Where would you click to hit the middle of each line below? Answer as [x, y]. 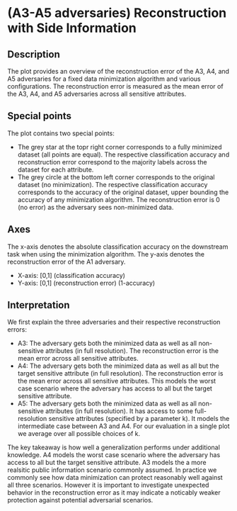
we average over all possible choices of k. [79, 434]
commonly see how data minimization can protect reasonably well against [115, 478]
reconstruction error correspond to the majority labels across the [112, 162]
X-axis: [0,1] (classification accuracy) [71, 275]
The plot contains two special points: [61, 133]
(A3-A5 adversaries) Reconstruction [117, 13]
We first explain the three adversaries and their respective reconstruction [114, 322]
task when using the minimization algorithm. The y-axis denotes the [106, 254]
